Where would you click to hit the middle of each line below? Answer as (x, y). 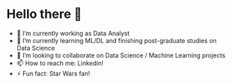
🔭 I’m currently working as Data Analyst (73, 33)
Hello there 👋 (44, 14)
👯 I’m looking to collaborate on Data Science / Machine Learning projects (121, 55)
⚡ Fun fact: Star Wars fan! (53, 73)
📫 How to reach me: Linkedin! (60, 63)
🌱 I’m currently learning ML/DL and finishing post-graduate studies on (116, 40)
